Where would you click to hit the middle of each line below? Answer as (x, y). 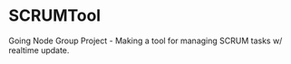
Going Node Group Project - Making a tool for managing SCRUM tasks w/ (145, 41)
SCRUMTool (55, 16)
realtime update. (39, 50)
